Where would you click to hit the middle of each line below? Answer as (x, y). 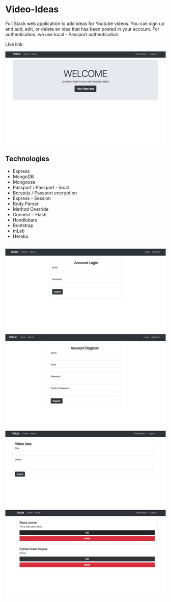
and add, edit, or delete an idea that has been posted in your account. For (82, 29)
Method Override (31, 209)
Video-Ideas (32, 9)
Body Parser (26, 204)
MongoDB (23, 177)
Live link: (15, 44)
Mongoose (24, 182)
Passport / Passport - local (41, 187)
